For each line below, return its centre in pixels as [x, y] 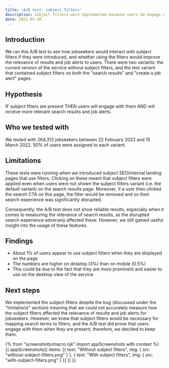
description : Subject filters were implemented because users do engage [83, 15]
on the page [25, 258]
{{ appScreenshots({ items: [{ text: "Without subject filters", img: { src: [78, 349]
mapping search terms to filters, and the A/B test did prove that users [77, 324]
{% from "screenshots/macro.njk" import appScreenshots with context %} [82, 344]
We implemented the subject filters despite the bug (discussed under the [81, 303]
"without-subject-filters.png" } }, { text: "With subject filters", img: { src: [79, 355]
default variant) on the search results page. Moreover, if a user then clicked [83, 189]
